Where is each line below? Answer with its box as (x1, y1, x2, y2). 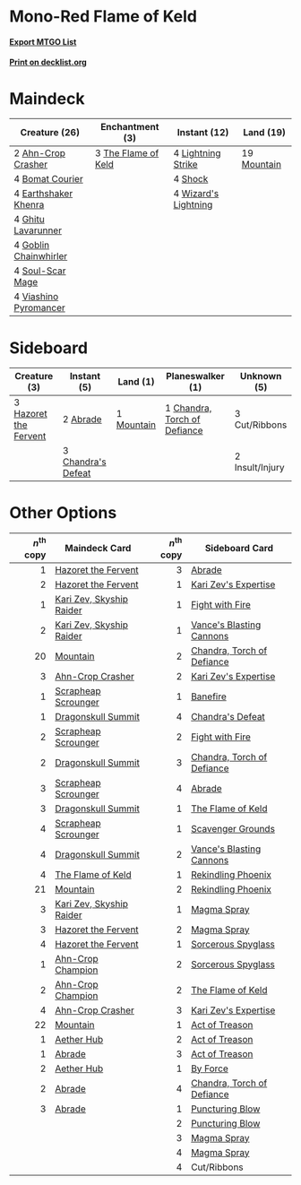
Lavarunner (13, 224, 63, 237)
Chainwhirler (13, 250, 68, 263)
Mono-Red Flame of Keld (9, 6, 198, 27)
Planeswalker (165, 370, 226, 383)
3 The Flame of (95, 147, 159, 160)
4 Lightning (173, 147, 221, 160)
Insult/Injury (234, 462, 285, 474)
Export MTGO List (9, 36, 77, 47)
